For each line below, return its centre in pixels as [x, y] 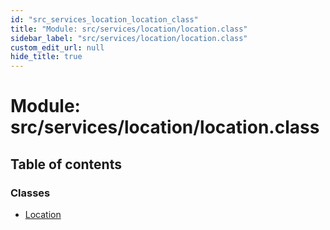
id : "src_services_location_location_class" [104, 19]
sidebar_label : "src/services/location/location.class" [129, 38]
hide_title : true [46, 57]
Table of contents [66, 164]
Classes [30, 193]
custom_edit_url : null [57, 47]
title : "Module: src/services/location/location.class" [129, 29]
